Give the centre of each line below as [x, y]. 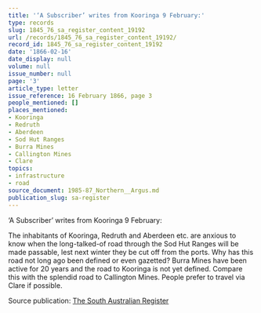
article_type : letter [43, 88]
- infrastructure [36, 176]
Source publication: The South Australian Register [89, 300]
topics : [21, 169]
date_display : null [40, 60]
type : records [31, 23]
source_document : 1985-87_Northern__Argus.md [83, 190]
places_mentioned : [38, 111]
